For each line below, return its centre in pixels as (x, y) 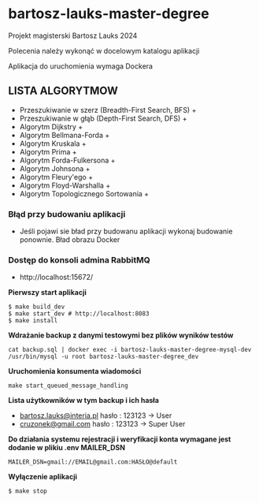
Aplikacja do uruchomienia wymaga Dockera (81, 66)
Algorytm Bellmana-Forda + (65, 135)
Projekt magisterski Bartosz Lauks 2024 (73, 35)
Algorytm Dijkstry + (51, 126)
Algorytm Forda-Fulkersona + (67, 160)
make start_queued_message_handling (68, 386)
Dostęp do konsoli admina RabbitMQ (80, 259)
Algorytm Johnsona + (55, 168)
